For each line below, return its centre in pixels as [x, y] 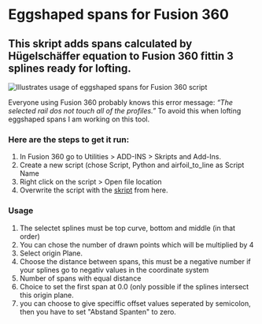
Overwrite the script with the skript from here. [94, 190]
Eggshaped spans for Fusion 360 [119, 15]
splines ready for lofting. [70, 68]
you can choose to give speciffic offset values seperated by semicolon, [135, 303]
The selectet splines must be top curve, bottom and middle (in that [127, 228]
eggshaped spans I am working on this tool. [79, 119]
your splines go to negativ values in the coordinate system [114, 270]
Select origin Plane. [51, 253]
